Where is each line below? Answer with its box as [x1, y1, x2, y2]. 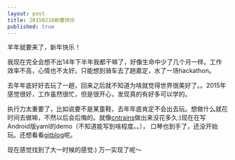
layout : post [7, 10, 45, 17]
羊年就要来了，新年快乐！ [7, 43, 81, 51]
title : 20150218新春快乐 [7, 17, 76, 24]
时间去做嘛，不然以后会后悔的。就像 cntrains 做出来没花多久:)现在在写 [7, 113, 206, 122]
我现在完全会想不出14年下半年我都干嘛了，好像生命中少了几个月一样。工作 [7, 58, 222, 66]
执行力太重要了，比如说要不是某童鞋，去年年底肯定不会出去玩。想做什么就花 [7, 105, 228, 113]
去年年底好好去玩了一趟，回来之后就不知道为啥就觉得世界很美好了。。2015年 [7, 81, 227, 90]
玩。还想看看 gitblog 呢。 [7, 131, 77, 139]
